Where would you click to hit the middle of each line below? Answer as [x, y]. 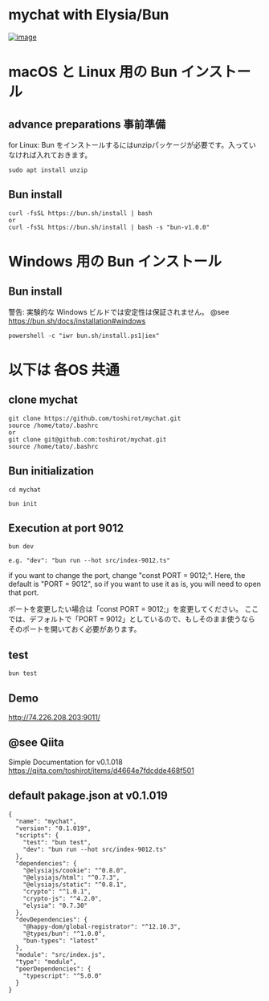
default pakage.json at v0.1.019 [88, 796]
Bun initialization [51, 471]
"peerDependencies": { [53, 969]
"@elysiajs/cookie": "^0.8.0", [75, 870]
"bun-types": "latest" [61, 941]
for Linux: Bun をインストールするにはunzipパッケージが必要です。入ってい [132, 144]
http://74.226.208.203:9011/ [54, 717]
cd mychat [25, 490]
